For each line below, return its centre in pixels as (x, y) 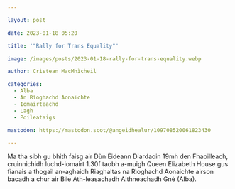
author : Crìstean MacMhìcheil (52, 72)
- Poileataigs (34, 117)
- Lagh (23, 111)
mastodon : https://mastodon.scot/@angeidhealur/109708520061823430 (109, 130)
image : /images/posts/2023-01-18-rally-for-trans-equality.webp (104, 59)
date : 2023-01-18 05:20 (43, 33)
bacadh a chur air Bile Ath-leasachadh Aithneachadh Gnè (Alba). (102, 179)
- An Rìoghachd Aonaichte (52, 97)
